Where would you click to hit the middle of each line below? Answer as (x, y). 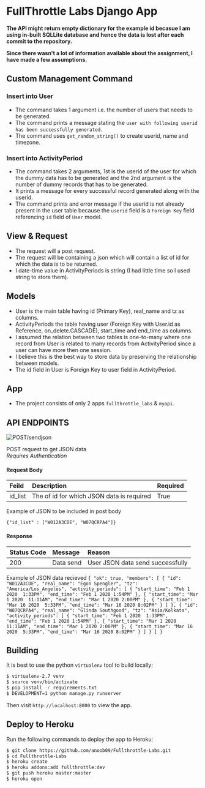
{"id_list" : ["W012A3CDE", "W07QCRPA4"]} (61, 523)
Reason (99, 552)
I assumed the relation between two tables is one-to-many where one (103, 337)
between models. (37, 363)
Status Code (28, 552)
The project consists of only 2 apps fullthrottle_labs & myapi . (95, 403)
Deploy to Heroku (40, 725)
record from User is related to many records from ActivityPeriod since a (105, 343)
